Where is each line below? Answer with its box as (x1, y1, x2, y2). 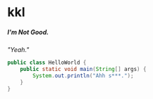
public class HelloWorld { (7, 59, 87, 67)
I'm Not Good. (7, 27, 49, 36)
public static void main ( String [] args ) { (20, 66, 147, 73)
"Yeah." (7, 46, 30, 54)
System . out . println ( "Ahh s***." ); (32, 72, 134, 79)
